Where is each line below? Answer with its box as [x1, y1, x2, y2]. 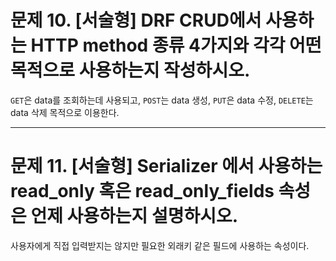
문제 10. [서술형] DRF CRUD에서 [10, 9, 262, 32]
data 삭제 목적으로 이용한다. [10, 106, 120, 118]
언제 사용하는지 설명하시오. [30, 205, 239, 228]
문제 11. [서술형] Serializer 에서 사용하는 [10, 155, 323, 178]
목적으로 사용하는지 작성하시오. [10, 59, 251, 82]
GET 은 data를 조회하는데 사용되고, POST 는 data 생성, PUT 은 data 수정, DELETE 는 [10, 94, 314, 106]
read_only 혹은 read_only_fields [10, 180, 275, 203]
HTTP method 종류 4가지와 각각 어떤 [30, 34, 322, 57]
